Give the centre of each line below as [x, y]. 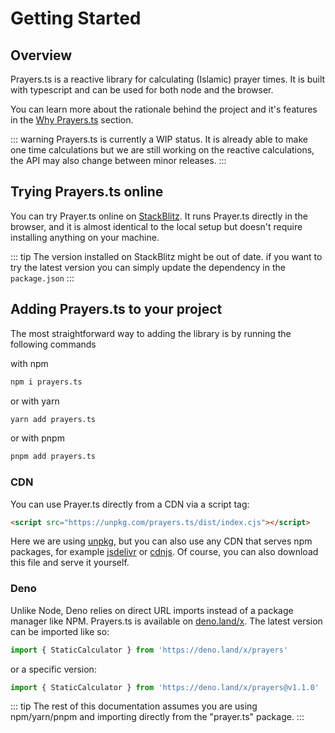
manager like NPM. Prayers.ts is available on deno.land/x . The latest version [166, 621]
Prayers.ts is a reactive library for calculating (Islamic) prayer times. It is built [168, 79]
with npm [29, 363]
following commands [53, 344]
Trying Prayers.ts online [87, 192]
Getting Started [76, 18]
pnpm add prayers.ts [53, 457]
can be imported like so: [60, 631]
